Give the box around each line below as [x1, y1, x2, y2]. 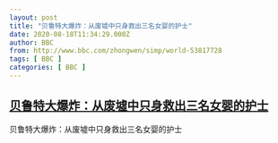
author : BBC [9, 38, 54, 47]
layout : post [9, 13, 58, 22]
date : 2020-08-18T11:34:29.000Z [9, 29, 130, 38]
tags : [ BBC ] [9, 55, 63, 63]
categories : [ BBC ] [9, 63, 87, 72]
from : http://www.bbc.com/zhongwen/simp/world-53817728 [9, 46, 222, 55]
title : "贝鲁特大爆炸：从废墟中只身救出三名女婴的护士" [9, 21, 193, 30]
